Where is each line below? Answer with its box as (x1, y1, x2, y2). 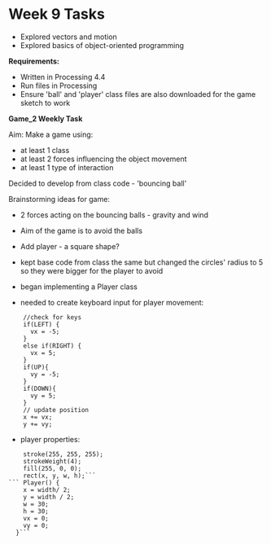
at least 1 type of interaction (20, 162, 114, 172)
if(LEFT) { (23, 320, 60, 328)
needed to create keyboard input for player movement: (20, 297, 204, 307)
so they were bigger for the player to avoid (20, 265, 164, 275)
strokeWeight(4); (23, 457, 82, 465)
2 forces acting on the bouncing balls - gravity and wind (20, 209, 209, 220)
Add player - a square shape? (20, 241, 120, 251)
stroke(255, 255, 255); (23, 450, 104, 458)
